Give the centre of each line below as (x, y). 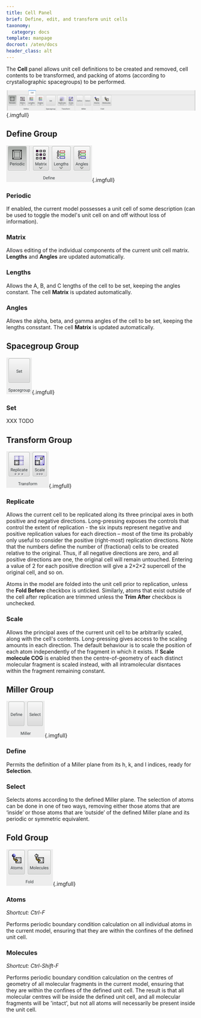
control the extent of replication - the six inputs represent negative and (94, 527)
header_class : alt (29, 51)
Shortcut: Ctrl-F (26, 913)
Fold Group (27, 838)
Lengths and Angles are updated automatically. (66, 257)
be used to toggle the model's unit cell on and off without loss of (86, 215)
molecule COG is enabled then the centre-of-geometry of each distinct (95, 658)
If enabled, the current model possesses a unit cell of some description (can (101, 209)
